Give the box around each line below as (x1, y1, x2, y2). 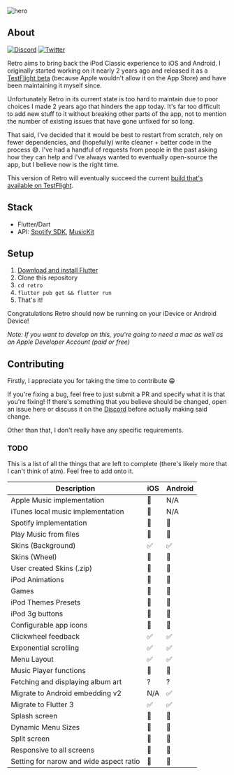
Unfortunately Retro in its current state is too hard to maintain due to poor (7, 94, 219, 103)
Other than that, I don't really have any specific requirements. (7, 426, 184, 435)
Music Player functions (10, 665, 86, 675)
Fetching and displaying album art (10, 676, 122, 686)
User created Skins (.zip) (10, 563, 93, 573)
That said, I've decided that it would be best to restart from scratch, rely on (7, 130, 224, 139)
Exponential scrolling (10, 643, 80, 653)
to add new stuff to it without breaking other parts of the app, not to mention (7, 109, 227, 118)
